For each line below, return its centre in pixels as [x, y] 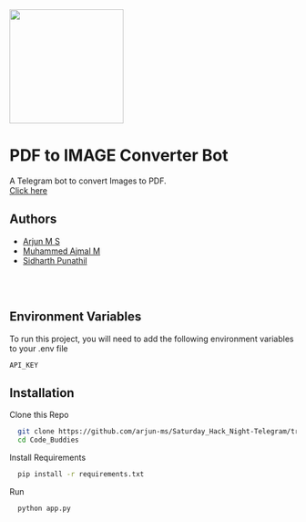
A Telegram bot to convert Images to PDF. [88, 181]
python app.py [44, 508]
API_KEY [24, 365]
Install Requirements [48, 458]
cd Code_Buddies [48, 440]
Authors [33, 219]
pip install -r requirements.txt [81, 475]
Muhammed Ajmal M [61, 251]
